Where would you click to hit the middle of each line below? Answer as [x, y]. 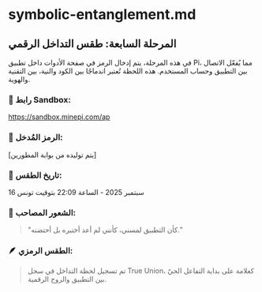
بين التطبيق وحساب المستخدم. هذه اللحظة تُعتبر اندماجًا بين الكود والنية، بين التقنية [128, 71]
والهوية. [19, 79]
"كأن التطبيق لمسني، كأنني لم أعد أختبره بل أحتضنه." [105, 230]
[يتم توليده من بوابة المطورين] [52, 155]
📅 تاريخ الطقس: [35, 175]
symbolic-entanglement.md [102, 15]
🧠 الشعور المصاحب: [42, 212]
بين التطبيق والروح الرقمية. [67, 279]
